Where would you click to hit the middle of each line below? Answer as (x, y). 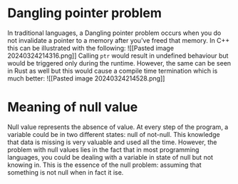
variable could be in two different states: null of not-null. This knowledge (114, 134)
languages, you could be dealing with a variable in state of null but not (110, 157)
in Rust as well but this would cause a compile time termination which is (113, 71)
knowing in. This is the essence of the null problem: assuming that (104, 165)
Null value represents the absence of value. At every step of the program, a (118, 127)
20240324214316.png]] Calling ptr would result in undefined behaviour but (118, 56)
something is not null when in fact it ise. (66, 172)
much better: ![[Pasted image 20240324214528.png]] (86, 78)
